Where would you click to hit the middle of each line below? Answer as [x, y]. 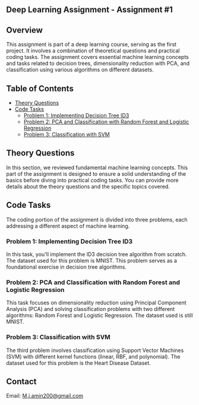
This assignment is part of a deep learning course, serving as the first [91, 45]
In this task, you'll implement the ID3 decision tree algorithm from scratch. [97, 254]
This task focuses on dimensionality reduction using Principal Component [96, 303]
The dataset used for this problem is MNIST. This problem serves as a [91, 260]
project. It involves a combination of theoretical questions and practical [93, 51]
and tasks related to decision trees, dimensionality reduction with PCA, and [98, 63]
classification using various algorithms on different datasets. [80, 70]
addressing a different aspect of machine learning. [68, 226]
